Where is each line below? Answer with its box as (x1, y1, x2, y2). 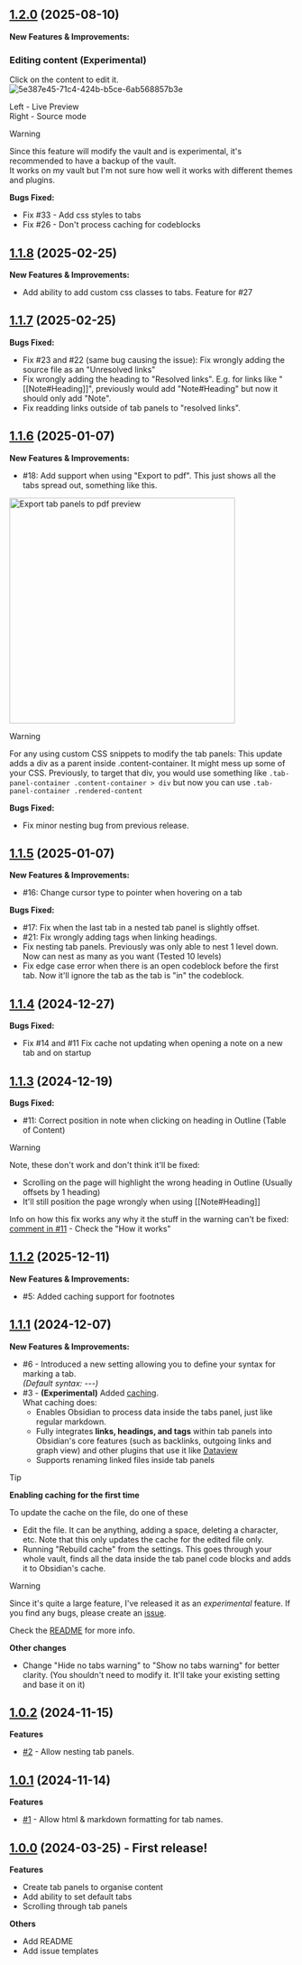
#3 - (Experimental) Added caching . (22, 1387, 160, 1398)
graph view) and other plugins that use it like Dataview (35, 1444, 238, 1456)
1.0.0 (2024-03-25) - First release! (9, 1840, 208, 1856)
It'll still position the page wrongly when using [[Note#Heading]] (22, 1196, 261, 1207)
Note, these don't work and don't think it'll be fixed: (9, 1159, 200, 1170)
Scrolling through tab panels (22, 1901, 128, 1912)
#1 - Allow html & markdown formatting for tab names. (22, 1814, 224, 1825)
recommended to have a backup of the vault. (9, 155, 177, 166)
